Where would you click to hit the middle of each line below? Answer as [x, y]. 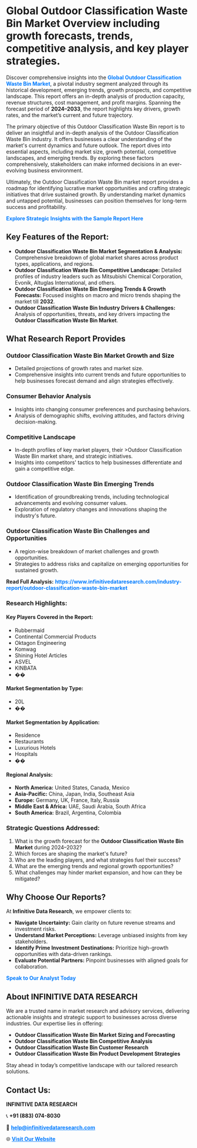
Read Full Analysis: [30, 581]
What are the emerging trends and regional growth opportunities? [94, 866]
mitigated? [27, 879]
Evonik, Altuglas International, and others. [65, 282]
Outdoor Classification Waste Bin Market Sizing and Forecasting [95, 1035]
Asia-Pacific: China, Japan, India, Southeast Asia [75, 794]
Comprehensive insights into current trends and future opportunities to [100, 375]
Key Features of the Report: [58, 237]
